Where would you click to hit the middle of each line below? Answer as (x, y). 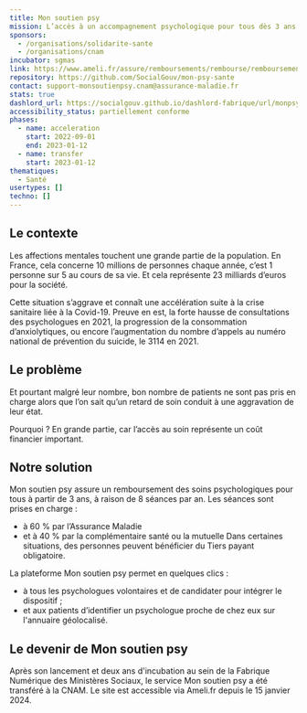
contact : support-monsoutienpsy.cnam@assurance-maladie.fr (124, 86)
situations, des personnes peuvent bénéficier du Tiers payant (138, 546)
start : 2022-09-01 (61, 137)
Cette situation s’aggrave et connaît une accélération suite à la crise (137, 302)
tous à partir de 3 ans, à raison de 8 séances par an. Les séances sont (142, 499)
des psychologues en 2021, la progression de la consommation (128, 322)
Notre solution (51, 468)
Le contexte (44, 234)
